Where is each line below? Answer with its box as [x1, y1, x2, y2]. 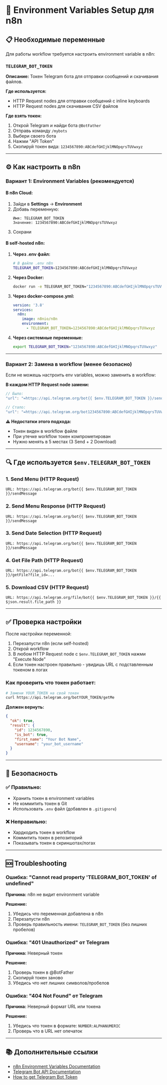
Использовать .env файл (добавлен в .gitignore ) [12, 805, 117, 811]
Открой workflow [12, 646, 49, 652]
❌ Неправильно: [5, 818, 48, 825]
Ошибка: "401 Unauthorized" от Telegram [5, 939, 110, 945]
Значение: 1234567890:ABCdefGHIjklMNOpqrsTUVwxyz [12, 220, 118, 225]
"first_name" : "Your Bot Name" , [14, 737, 81, 742]
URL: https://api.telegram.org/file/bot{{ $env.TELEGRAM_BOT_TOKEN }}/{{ [5, 595, 162, 600]
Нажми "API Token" [12, 139, 54, 145]
